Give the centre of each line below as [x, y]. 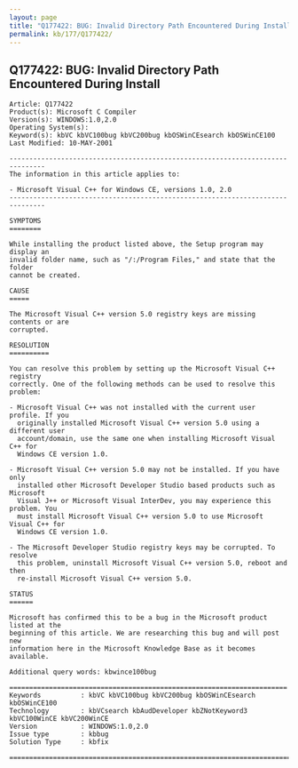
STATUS [21, 595]
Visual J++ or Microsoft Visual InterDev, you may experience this [145, 501]
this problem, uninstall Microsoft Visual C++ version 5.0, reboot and [153, 564]
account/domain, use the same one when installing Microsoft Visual [146, 439]
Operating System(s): [49, 128]
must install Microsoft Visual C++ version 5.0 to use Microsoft [141, 516]
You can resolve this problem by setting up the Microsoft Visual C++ [142, 369]
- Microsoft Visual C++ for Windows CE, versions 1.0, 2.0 [121, 190]
